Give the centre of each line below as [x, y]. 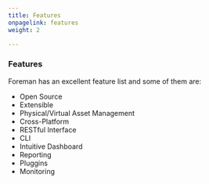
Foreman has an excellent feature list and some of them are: [105, 81]
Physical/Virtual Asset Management [77, 113]
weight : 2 [24, 30]
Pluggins [34, 163]
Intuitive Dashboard [51, 146]
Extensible [36, 105]
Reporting [36, 154]
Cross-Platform [44, 121]
